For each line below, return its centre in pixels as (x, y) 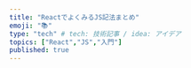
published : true (39, 50)
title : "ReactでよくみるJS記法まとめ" (74, 17)
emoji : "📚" (31, 26)
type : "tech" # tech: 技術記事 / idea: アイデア (95, 34)
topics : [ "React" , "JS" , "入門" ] (66, 42)
